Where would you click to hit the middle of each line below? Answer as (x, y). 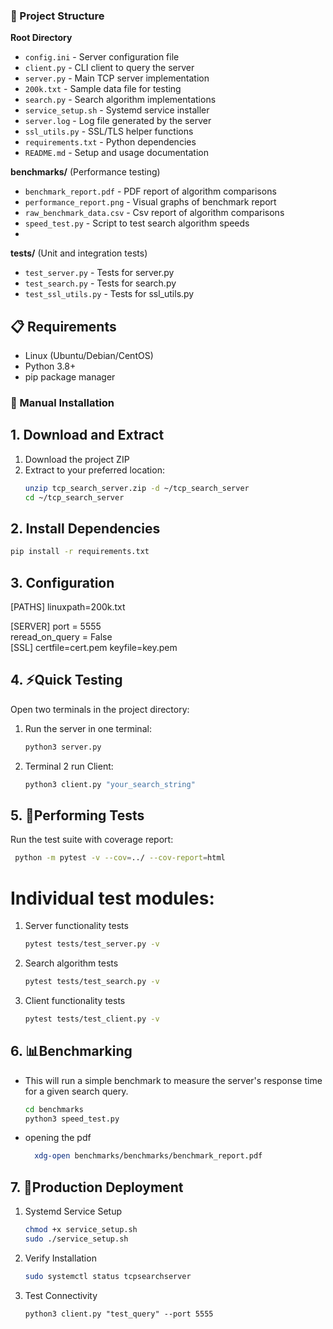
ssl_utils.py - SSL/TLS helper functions (109, 131)
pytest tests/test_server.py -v (92, 944)
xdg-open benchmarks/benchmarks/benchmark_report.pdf (148, 1156)
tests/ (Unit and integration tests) (79, 253)
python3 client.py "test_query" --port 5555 (119, 1314)
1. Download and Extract (87, 435)
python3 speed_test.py (72, 1119)
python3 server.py (63, 747)
